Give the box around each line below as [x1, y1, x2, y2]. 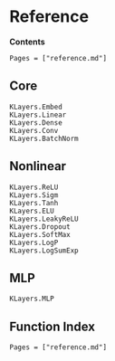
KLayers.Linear [9, 110, 67, 119]
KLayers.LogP [9, 238, 59, 247]
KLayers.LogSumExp [9, 246, 79, 255]
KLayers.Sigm [9, 190, 59, 200]
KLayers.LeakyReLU [9, 214, 79, 223]
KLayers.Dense [9, 118, 63, 128]
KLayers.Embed [9, 102, 63, 111]
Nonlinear [9, 158, 66, 174]
